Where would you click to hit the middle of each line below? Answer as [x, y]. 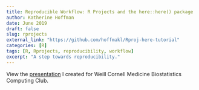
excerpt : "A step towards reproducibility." [63, 57]
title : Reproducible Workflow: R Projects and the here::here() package [100, 12]
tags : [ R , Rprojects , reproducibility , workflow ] [70, 51]
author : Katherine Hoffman [40, 18]
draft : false [23, 29]
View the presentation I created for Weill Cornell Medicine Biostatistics [94, 74]
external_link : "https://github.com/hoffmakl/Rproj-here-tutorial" [93, 40]
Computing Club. [28, 80]
